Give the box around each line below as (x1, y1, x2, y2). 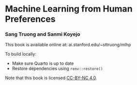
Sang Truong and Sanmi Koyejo (5, 31, 80, 38)
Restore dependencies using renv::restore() (12, 66, 103, 71)
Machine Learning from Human (5, 3, 133, 14)
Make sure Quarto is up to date (12, 60, 74, 66)
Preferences (5, 14, 56, 25)
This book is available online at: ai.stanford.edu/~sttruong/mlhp (5, 42, 132, 48)
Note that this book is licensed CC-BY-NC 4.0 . (5, 75, 97, 81)
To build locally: (5, 51, 36, 57)
